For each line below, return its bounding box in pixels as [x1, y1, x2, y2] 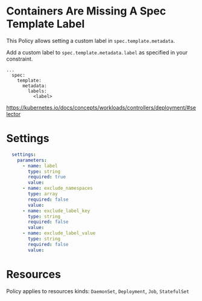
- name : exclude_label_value [22, 230, 96, 236]
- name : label [22, 163, 58, 169]
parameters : [17, 157, 47, 163]
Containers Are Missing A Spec [6, 4, 166, 18]
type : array [28, 191, 58, 197]
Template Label [6, 17, 85, 31]
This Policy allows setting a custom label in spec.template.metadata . [6, 37, 175, 44]
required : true [28, 174, 66, 180]
